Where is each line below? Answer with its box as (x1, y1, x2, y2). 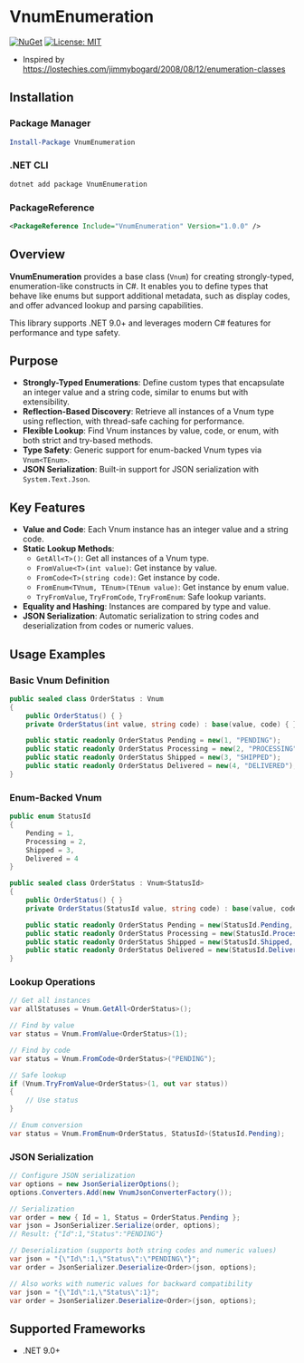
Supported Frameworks (9, 1321, 147, 1337)
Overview (9, 247, 66, 262)
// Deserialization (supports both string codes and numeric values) (9, 1246, 278, 1255)
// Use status (25, 1095, 79, 1105)
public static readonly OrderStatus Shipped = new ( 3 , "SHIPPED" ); (25, 753, 281, 763)
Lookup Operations (9, 976, 96, 988)
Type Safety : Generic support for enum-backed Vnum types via (22, 444, 262, 455)
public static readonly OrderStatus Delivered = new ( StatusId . (25, 946, 270, 955)
